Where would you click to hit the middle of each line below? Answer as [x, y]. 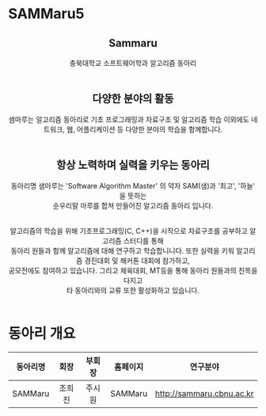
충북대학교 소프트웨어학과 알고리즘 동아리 [133, 63]
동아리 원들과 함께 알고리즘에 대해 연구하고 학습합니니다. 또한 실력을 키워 [123, 250]
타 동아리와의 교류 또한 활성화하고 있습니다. [133, 290]
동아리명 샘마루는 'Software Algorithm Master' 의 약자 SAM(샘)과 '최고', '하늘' [133, 185]
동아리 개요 [42, 333]
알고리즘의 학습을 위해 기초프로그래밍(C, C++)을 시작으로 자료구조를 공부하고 [129, 231]
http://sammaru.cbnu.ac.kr [204, 393]
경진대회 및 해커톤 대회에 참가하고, [137, 260]
